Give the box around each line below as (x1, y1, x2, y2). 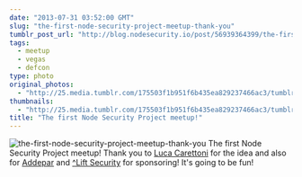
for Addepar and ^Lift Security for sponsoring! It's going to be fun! (9, 157, 254, 168)
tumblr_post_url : (9, 30, 75, 39)
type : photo (9, 72, 54, 81)
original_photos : (9, 80, 75, 89)
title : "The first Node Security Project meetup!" (9, 113, 203, 122)
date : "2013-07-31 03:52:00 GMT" (9, 13, 135, 22)
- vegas (17, 55, 47, 64)
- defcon (17, 64, 50, 73)
